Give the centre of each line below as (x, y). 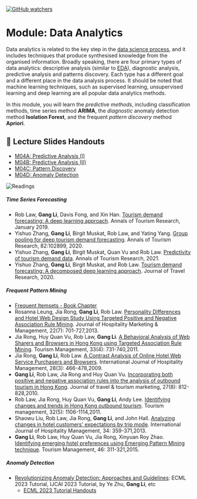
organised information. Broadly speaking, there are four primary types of (94, 61)
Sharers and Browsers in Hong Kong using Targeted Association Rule (98, 343)
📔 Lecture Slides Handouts (55, 142)
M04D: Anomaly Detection (47, 174)
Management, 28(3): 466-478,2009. (59, 368)
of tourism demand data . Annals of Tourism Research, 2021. (87, 258)
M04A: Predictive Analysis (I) (50, 156)
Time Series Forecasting (37, 200)
